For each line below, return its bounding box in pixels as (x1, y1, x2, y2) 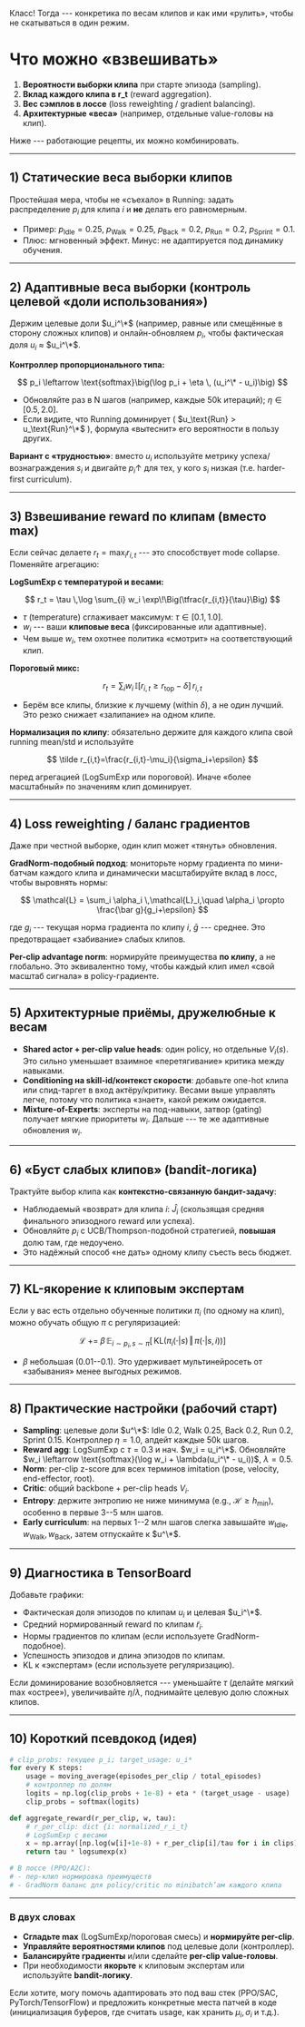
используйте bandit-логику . (22, 1970, 133, 1981)
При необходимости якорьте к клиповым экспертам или (22, 1960, 245, 1972)
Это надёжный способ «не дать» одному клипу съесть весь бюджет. (22, 1247, 292, 1258)
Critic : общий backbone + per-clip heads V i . (22, 1483, 190, 1495)
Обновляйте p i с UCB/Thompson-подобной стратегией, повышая (22, 1225, 277, 1238)
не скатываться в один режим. (9, 17, 130, 28)
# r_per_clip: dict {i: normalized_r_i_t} (25, 1822, 189, 1831)
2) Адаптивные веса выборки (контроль (9, 279, 251, 295)
